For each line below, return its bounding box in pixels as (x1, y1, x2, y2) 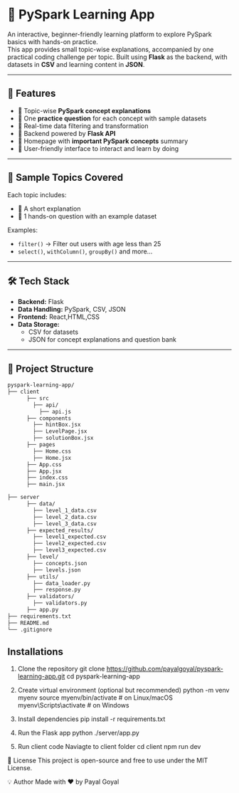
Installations (7, 646, 64, 658)
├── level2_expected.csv (33, 540, 107, 547)
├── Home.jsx (33, 454, 72, 461)
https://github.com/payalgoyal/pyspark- (106, 665, 224, 673)
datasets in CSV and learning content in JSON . (7, 60, 145, 68)
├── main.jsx (26, 480, 65, 488)
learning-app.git (17, 672, 65, 681)
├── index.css (26, 474, 69, 481)
